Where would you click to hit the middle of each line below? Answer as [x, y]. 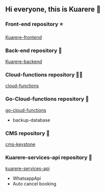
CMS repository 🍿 [28, 133]
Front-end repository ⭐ [34, 24]
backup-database [31, 120]
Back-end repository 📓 [34, 50]
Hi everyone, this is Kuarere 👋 [53, 9]
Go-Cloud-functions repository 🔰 [47, 99]
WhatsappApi [27, 178]
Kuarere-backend [24, 61]
